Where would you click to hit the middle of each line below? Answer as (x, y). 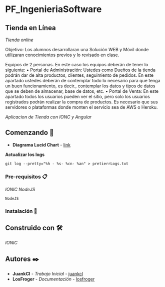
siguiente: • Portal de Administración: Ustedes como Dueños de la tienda (80, 70)
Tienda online (19, 40)
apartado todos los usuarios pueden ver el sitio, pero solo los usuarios (77, 97)
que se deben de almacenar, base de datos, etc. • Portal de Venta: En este (82, 91)
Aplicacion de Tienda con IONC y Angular (48, 117)
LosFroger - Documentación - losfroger (53, 279)
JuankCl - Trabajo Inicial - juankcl (48, 273)
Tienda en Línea (30, 28)
